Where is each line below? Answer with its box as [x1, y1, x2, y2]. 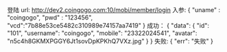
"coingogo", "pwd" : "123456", [7, 14, 93, 22]
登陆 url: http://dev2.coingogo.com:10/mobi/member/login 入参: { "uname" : [7, 6, 221, 14]
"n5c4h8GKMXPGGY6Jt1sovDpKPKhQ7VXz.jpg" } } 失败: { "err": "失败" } [7, 37, 214, 45]
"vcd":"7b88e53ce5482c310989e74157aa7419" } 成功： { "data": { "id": [7, 22, 210, 29]
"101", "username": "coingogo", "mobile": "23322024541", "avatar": [7, 29, 198, 37]
